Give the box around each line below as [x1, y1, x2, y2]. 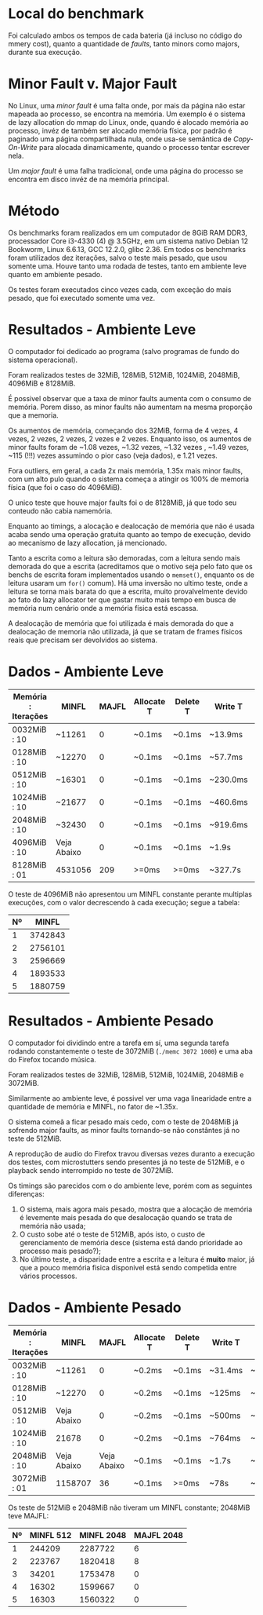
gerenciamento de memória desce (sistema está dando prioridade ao [19, 1237, 243, 1247]
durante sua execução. [8, 47, 82, 57]
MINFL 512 [30, 1529, 72, 1540]
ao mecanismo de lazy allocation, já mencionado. [8, 538, 168, 547]
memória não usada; [19, 1221, 86, 1230]
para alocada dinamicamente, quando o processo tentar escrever [38, 142, 250, 152]
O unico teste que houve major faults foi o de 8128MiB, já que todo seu [8, 498, 237, 507]
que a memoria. [8, 410, 59, 420]
